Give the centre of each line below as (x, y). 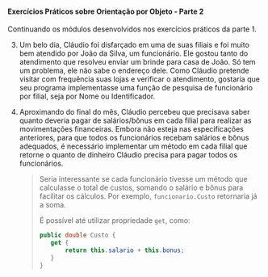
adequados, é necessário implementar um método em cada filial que (133, 146)
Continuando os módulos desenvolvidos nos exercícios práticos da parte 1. (132, 29)
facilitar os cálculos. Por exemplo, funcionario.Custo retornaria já (148, 196)
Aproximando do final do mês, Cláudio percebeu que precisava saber (135, 112)
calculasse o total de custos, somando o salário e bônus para (141, 188)
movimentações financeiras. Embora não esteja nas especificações (131, 129)
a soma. (52, 205)
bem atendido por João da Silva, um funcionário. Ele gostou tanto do (134, 53)
